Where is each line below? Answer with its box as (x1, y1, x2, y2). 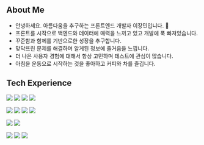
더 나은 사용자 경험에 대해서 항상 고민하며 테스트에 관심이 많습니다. (15, 52, 173, 60)
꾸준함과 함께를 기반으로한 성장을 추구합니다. (15, 37, 122, 44)
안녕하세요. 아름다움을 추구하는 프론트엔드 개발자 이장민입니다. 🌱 (15, 21, 169, 29)
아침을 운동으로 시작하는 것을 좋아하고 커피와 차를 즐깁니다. (15, 60, 156, 67)
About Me (6, 5, 45, 15)
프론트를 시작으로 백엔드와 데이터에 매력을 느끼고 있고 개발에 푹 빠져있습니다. (15, 29, 199, 37)
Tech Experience (6, 78, 72, 88)
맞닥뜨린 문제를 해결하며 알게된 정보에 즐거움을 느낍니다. (15, 44, 150, 52)
